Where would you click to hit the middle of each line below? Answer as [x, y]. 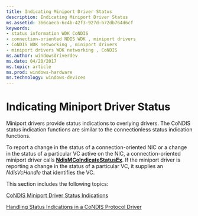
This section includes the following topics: [57, 184]
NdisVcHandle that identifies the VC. [51, 173]
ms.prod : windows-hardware [39, 72]
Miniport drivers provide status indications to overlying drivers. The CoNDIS [98, 123]
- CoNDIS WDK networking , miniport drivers [62, 45]
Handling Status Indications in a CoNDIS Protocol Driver [74, 207]
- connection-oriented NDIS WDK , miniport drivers [71, 39]
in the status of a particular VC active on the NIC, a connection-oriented [94, 154]
